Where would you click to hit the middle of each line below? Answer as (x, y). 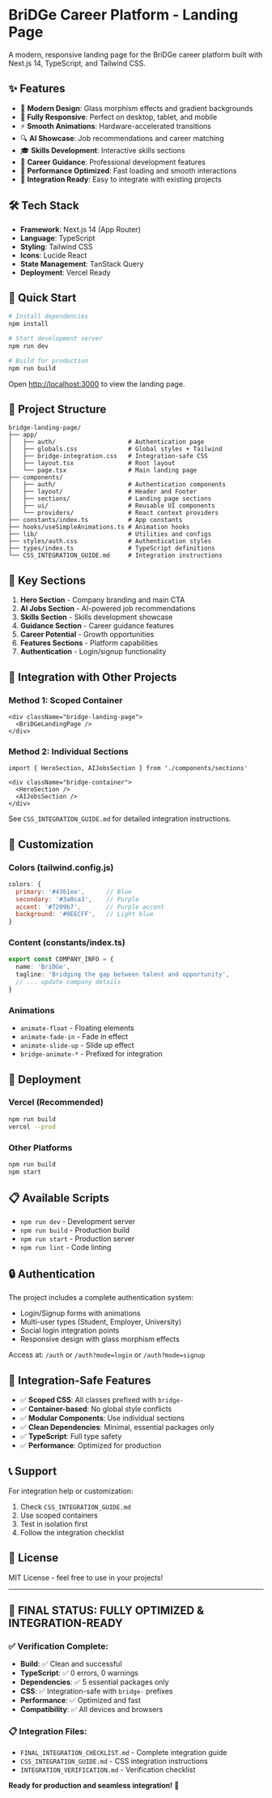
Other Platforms (40, 1147)
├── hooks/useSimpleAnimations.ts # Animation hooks (99, 527)
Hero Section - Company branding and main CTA (102, 600)
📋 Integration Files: (48, 1732)
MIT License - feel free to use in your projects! (86, 1578)
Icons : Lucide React (53, 255)
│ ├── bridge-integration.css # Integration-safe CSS (108, 456)
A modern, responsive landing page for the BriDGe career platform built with (136, 54)
